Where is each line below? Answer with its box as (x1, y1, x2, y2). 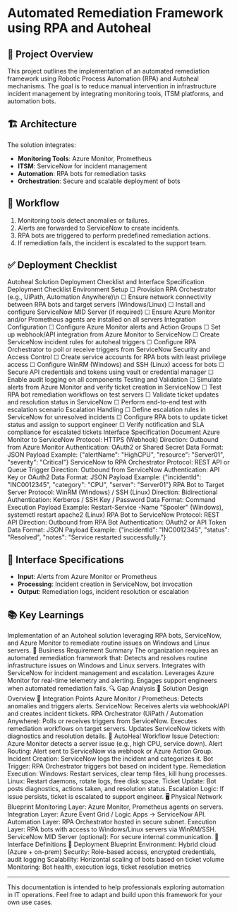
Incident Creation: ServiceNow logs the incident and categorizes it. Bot (7, 754, 214, 763)
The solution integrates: (7, 140, 76, 149)
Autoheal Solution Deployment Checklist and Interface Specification (7, 278, 205, 286)
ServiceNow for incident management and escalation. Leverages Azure (7, 669, 214, 677)
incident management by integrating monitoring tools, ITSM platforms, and (7, 90, 224, 98)
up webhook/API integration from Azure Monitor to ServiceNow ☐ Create (7, 330, 220, 339)
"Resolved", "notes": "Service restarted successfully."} (7, 533, 166, 542)
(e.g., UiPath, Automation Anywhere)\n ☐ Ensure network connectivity (7, 293, 212, 301)
